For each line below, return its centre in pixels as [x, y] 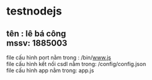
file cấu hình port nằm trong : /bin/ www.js [59, 58]
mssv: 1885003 [37, 43]
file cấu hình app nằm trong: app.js [50, 70]
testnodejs [34, 11]
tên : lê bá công [36, 34]
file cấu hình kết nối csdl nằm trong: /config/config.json [76, 64]
